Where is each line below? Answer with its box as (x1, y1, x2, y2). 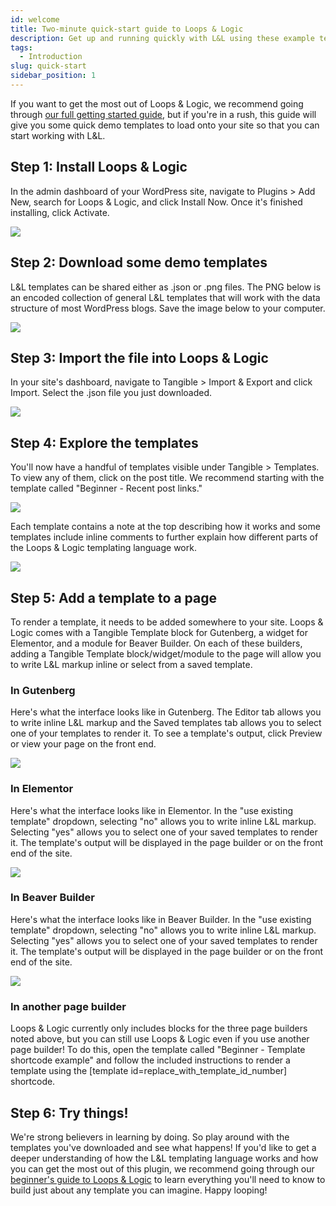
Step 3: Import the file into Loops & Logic (10, 349, 269, 366)
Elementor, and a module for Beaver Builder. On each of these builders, (10, 637, 303, 649)
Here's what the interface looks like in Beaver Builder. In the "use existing (10, 913, 312, 925)
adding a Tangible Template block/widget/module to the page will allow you (10, 647, 322, 660)
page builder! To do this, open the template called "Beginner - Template (10, 1044, 306, 1056)
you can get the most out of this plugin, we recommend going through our (10, 1162, 315, 1175)
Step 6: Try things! (10, 1104, 129, 1121)
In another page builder (10, 999, 127, 1013)
